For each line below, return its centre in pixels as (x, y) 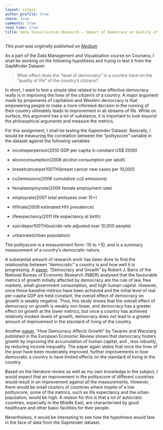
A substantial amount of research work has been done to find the (70, 259)
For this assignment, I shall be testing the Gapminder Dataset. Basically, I (78, 130)
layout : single (20, 10)
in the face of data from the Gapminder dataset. (53, 422)
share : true (17, 19)
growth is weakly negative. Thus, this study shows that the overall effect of (80, 301)
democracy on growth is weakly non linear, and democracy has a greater (78, 306)
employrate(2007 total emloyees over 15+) (54, 197)
